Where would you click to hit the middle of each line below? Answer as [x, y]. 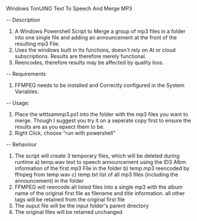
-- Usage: [18, 103]
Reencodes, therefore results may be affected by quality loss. [89, 62]
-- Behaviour [21, 144]
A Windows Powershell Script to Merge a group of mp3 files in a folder [100, 31]
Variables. [27, 91]
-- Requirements [26, 74]
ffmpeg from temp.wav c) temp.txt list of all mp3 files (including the [96, 175]
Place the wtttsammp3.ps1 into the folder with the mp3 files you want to [101, 114]
